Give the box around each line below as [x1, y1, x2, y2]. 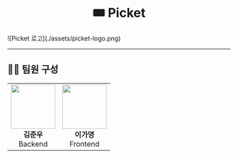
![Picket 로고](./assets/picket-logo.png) [7, 34, 121, 43]
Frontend [69, 139, 100, 149]
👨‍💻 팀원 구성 [7, 64, 59, 76]
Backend [18, 139, 48, 149]
